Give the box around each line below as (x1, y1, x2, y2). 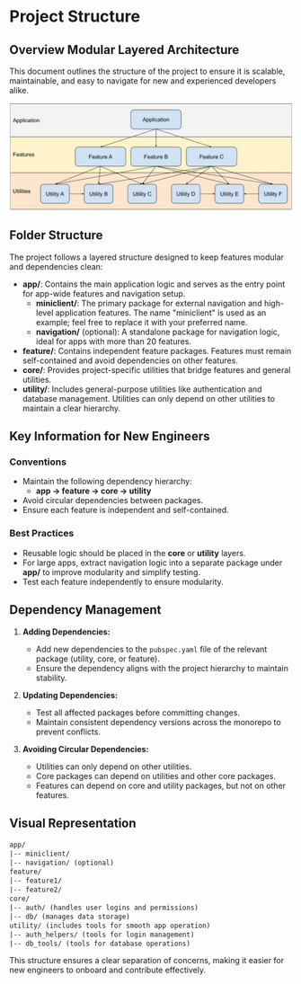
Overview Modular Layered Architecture (9, 42, 240, 58)
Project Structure (9, 6, 141, 27)
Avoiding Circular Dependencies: (22, 743, 149, 754)
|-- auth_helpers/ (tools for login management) (9, 930, 195, 940)
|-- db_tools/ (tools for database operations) (9, 939, 191, 949)
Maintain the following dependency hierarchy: (22, 476, 193, 487)
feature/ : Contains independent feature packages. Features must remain (22, 345, 292, 356)
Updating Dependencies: (22, 689, 119, 700)
